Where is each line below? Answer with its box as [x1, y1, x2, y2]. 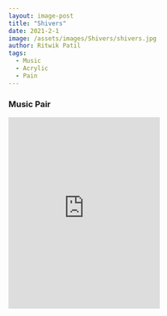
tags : [8, 49, 27, 57]
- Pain [15, 72, 38, 80]
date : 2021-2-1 [8, 27, 60, 35]
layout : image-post [8, 11, 74, 20]
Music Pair [8, 98, 51, 110]
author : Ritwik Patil [8, 42, 81, 50]
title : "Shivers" [8, 19, 67, 27]
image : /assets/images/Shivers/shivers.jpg [8, 34, 157, 43]
